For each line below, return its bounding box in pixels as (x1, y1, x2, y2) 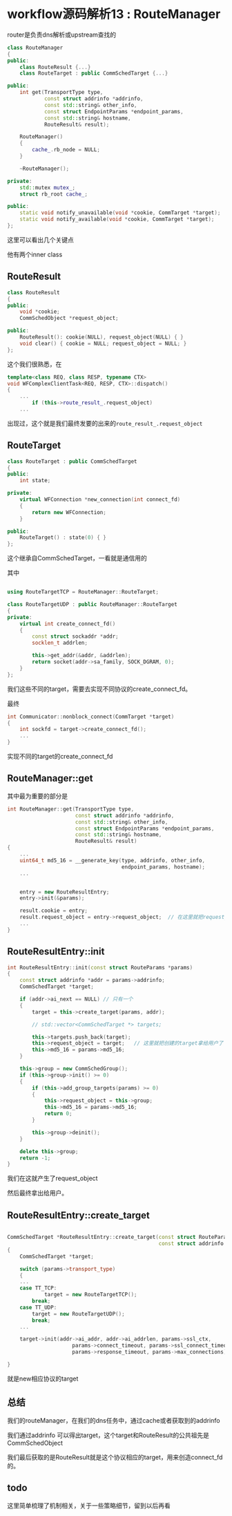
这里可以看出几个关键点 (7, 236, 74, 244)
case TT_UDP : (19, 1304, 57, 1311)
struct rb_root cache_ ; (19, 191, 88, 198)
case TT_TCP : (19, 1285, 57, 1292)
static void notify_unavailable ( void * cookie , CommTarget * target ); (19, 209, 221, 216)
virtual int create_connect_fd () (19, 620, 116, 627)
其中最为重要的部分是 (7, 792, 68, 800)
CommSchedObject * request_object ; (19, 315, 119, 322)
